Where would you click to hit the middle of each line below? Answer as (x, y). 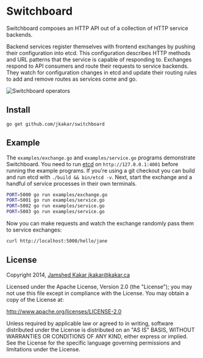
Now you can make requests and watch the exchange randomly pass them (100, 224)
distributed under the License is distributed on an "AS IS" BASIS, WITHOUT (101, 330)
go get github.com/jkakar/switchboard (55, 124)
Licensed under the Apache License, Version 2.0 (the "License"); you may (99, 287)
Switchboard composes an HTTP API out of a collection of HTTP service (98, 28)
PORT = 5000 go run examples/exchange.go (57, 195)
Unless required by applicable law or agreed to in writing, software (90, 323)
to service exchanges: (34, 230)
